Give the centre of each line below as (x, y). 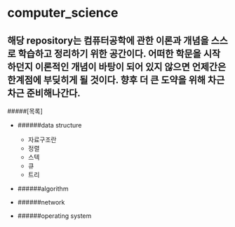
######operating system (54, 216)
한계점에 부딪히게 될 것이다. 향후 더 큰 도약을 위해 (106, 80)
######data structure (49, 125)
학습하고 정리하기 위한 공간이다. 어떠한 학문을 (109, 54)
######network (41, 202)
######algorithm (43, 188)
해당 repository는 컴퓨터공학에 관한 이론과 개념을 (108, 40)
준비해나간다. (53, 93)
